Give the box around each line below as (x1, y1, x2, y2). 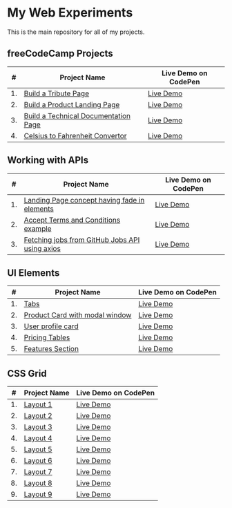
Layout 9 (23, 489, 53, 499)
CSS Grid (7, 368, 47, 379)
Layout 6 (23, 456, 53, 466)
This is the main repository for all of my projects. (7, 28, 145, 36)
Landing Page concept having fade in (23, 195, 145, 205)
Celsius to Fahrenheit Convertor (23, 131, 127, 140)
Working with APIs (7, 154, 88, 167)
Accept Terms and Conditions (23, 215, 121, 225)
